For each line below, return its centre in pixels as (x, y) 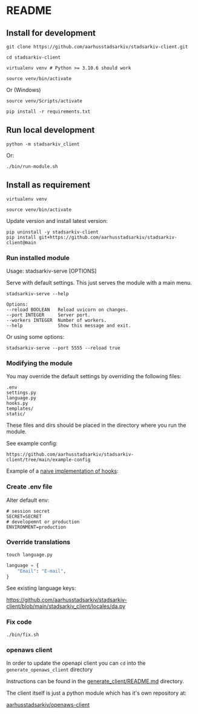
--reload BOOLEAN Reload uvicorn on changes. (68, 310)
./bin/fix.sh (23, 635)
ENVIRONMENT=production (36, 527)
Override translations (38, 542)
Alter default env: (28, 500)
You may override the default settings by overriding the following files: (94, 376)
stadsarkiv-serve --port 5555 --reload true (63, 348)
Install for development (51, 33)
